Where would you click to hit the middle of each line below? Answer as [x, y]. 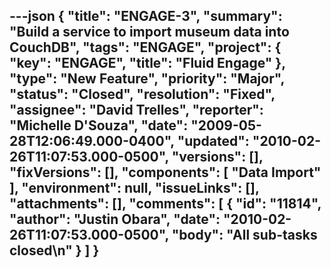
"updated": [213, 141]
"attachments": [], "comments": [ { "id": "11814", [165, 204]
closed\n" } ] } [54, 250]
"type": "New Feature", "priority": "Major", [147, 79]
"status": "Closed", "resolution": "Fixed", [142, 94]
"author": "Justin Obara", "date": [115, 219]
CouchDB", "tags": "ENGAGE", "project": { [145, 47]
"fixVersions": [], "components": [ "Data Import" [165, 172]
